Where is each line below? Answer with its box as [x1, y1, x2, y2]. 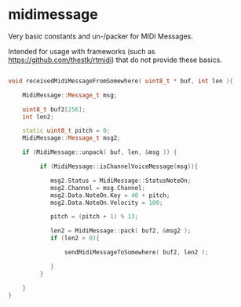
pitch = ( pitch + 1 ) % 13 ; [49, 213, 139, 221]
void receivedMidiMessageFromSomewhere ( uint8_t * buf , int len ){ [8, 77, 234, 85]
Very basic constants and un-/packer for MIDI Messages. [8, 31, 194, 41]
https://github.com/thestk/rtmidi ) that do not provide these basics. [8, 55, 222, 64]
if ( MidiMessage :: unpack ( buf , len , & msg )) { [22, 148, 177, 156]
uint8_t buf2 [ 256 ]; [22, 105, 86, 113]
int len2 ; [22, 112, 55, 121]
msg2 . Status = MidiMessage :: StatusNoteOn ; [49, 177, 192, 185]
